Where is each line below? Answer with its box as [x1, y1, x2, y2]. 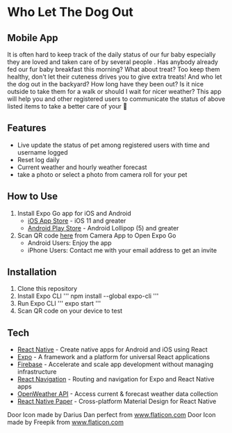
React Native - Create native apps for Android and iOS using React [17, 345, 208, 354]
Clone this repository [17, 285, 78, 293]
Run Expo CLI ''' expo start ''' [17, 299, 101, 308]
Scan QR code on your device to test [17, 307, 123, 315]
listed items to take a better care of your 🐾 [7, 102, 127, 110]
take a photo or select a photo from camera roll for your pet [17, 170, 188, 178]
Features [7, 123, 47, 134]
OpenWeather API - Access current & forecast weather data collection [17, 390, 218, 398]
